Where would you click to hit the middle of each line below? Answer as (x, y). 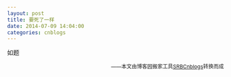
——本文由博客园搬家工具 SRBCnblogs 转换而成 (167, 66)
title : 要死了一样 (31, 20)
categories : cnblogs (37, 32)
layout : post (26, 13)
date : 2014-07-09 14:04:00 (46, 26)
